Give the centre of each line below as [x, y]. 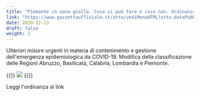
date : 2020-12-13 [28, 23]
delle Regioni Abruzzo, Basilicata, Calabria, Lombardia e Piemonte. [88, 63]
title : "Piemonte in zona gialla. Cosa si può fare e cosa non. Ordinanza [101, 12]
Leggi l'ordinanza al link [35, 87]
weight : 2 [18, 34]
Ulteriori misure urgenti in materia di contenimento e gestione [81, 50]
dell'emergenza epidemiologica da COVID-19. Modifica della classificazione [99, 57]
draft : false [22, 28]
